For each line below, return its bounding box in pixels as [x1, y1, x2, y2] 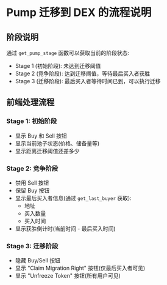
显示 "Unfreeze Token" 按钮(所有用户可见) [15, 272, 121, 279]
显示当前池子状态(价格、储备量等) [15, 139, 100, 147]
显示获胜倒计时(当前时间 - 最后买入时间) [15, 224, 116, 232]
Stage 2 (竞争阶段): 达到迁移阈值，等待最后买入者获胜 [15, 70, 151, 77]
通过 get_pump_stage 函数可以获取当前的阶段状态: [6, 50, 130, 56]
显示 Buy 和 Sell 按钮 [15, 132, 67, 139]
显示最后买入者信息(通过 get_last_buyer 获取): [15, 194, 132, 202]
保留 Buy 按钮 [15, 187, 50, 194]
